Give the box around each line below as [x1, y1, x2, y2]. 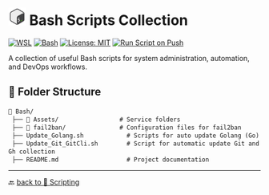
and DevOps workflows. [8, 62, 88, 71]
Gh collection [8, 148, 56, 156]
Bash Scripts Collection [29, 11, 188, 30]
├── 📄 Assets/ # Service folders [11, 116, 181, 124]
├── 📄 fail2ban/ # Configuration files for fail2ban [11, 124, 242, 132]
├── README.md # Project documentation [11, 156, 210, 164]
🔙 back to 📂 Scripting [8, 177, 80, 187]
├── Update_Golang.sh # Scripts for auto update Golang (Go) [11, 132, 260, 140]
